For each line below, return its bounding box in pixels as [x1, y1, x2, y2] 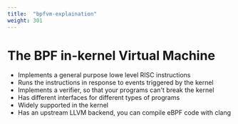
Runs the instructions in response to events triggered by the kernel [17, 79, 214, 87]
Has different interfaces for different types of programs [17, 94, 180, 102]
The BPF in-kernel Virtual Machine [7, 47, 216, 64]
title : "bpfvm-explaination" [7, 10, 98, 18]
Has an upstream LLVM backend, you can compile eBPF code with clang [17, 108, 232, 117]
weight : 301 [7, 17, 43, 24]
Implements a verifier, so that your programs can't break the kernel [17, 86, 214, 94]
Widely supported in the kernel [17, 101, 109, 110]
